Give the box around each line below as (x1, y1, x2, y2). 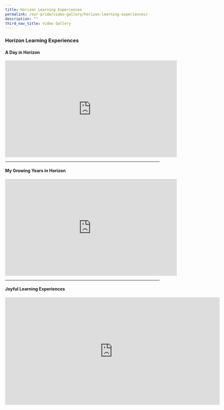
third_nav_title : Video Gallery (5, 21, 71, 26)
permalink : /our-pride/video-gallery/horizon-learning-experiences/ (5, 12, 148, 17)
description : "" (5, 16, 38, 21)
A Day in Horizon (5, 49, 40, 55)
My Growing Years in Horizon (5, 168, 66, 174)
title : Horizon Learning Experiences (5, 7, 82, 12)
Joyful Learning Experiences (5, 286, 65, 292)
